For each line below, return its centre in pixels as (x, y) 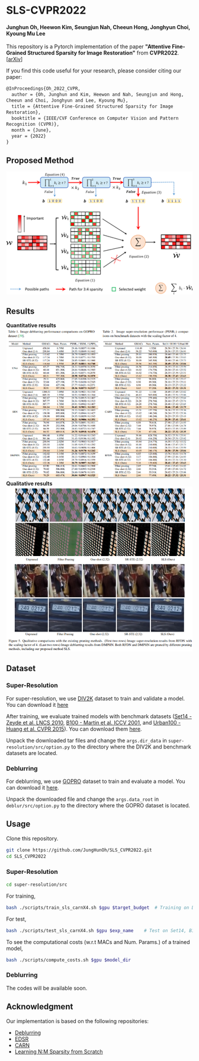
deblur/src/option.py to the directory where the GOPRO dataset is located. (98, 806)
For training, (21, 896)
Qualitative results (29, 483)
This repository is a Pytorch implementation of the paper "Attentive (89, 47)
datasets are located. (32, 753)
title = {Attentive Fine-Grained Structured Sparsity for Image (92, 107)
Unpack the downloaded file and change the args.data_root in (82, 799)
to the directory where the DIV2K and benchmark (131, 747)
